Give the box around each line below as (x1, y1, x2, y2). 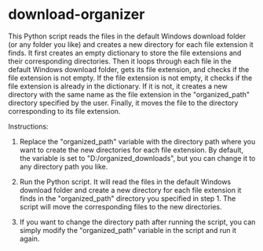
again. (19, 234, 40, 243)
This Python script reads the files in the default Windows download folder (8, 31, 247, 41)
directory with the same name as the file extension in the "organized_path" (8, 89, 250, 99)
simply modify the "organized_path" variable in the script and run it (19, 225, 237, 235)
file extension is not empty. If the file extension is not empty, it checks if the (8, 73, 253, 82)
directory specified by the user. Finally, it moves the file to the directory (8, 98, 239, 107)
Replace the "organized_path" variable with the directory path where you (19, 136, 256, 146)
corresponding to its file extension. (8, 106, 121, 115)
